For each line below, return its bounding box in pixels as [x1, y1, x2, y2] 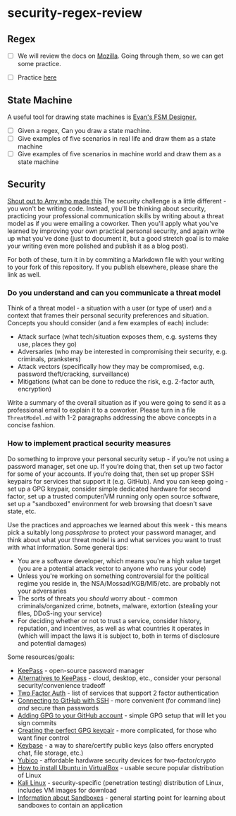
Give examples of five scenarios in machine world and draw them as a [17, 150, 222, 158]
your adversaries [17, 586, 67, 595]
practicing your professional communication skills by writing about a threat [7, 211, 224, 220]
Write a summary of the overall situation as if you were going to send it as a [7, 398, 226, 407]
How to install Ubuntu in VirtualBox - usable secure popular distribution [17, 763, 224, 772]
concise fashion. [7, 421, 56, 429]
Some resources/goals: [7, 653, 75, 661]
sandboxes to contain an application [17, 801, 123, 809]
